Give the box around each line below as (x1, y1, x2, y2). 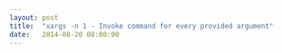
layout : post (9, 13, 59, 22)
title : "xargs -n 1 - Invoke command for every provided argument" (9, 22, 274, 31)
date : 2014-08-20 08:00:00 (9, 30, 120, 39)
